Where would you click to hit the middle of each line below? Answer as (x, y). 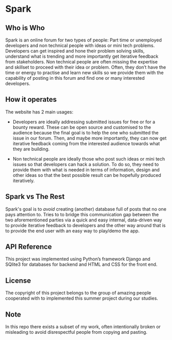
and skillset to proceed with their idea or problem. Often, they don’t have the (86, 67)
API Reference (29, 247)
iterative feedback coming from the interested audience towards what (86, 143)
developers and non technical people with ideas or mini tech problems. (80, 46)
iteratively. (24, 180)
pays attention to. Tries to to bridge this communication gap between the (82, 214)
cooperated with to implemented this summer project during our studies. (82, 298)
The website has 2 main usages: (39, 112)
